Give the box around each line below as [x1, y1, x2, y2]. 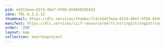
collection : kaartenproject [5, 35, 63, 40]
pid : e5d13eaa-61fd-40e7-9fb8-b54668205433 [5, 7, 96, 12]
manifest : [5, 21, 26, 26]
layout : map [5, 30, 29, 35]
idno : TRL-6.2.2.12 [5, 12, 45, 17]
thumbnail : [5, 16, 27, 21]
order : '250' [5, 25, 32, 30]
